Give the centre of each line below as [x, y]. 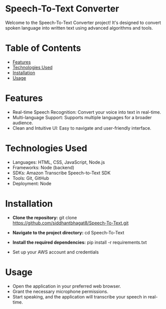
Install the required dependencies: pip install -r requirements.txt [79, 242]
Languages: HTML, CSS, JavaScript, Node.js [59, 162]
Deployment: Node [32, 183]
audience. [23, 123]
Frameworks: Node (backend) [43, 167]
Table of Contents [43, 48]
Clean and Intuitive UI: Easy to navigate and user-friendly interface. [82, 128]
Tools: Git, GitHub [31, 178]
